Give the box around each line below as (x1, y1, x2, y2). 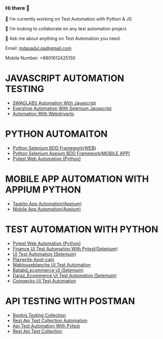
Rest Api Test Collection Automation (12, 317, 87, 323)
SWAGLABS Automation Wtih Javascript (12, 100, 96, 106)
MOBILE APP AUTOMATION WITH (5, 173, 149, 185)
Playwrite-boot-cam (12, 256, 55, 262)
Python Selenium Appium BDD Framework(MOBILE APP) (12, 151, 130, 157)
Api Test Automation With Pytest (12, 322, 80, 329)
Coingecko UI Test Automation (12, 278, 77, 284)
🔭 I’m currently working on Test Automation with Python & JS (5, 16, 132, 22)
